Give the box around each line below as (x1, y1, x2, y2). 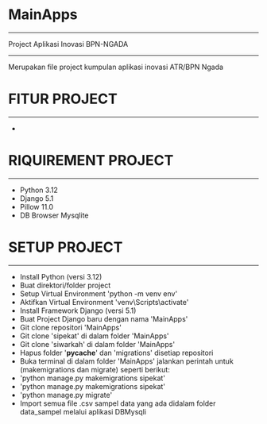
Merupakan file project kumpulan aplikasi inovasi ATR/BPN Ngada (8, 62, 224, 71)
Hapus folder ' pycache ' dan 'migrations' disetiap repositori (19, 348, 214, 357)
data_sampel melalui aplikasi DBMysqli (19, 407, 147, 416)
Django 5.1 (19, 193, 54, 203)
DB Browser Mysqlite (19, 210, 89, 220)
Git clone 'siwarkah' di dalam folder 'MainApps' (19, 339, 176, 349)
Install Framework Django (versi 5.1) (19, 306, 137, 315)
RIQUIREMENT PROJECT (8, 152, 174, 170)
